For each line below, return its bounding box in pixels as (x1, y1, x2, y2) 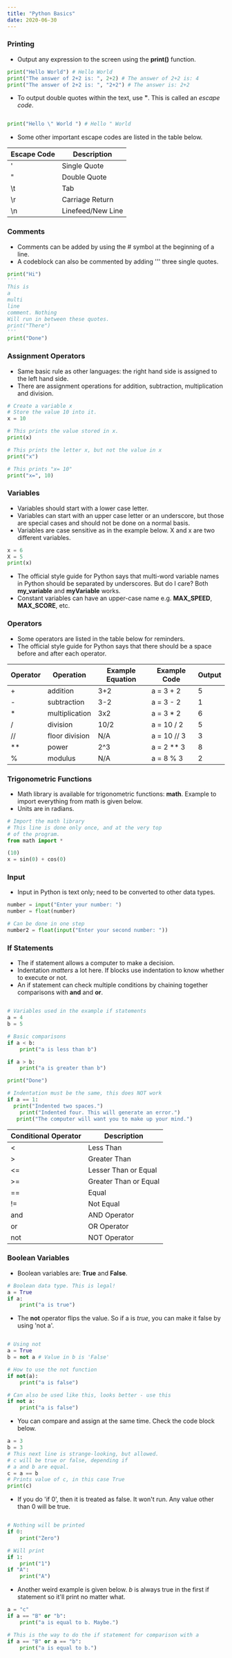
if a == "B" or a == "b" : (7, 1638, 81, 1645)
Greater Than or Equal (88, 1176, 160, 1186)
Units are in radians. (17, 804, 75, 812)
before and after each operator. (17, 649, 107, 658)
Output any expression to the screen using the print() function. (17, 55, 197, 63)
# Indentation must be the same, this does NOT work (7, 1090, 162, 1097)
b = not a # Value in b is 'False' (7, 1354, 110, 1361)
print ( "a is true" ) (19, 1301, 76, 1309)
